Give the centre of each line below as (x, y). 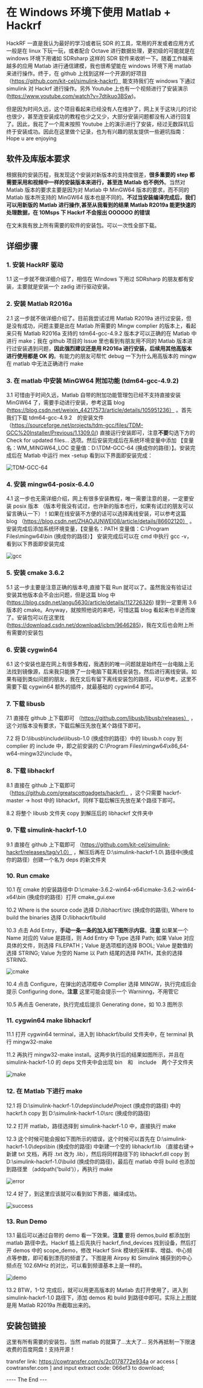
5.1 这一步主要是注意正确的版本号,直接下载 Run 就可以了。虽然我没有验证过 (99, 587)
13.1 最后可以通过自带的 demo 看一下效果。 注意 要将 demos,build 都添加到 (98, 1235)
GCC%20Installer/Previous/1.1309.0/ (51, 433)
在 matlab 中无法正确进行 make (45, 363)
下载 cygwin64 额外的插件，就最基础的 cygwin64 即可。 (87, 686)
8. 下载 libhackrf (31, 771)
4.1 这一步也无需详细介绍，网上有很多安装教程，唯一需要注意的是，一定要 (98, 499)
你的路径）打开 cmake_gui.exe (77, 897)
